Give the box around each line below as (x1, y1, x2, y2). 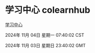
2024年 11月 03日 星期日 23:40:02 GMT (5, 42, 86, 48)
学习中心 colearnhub (5, 4, 91, 16)
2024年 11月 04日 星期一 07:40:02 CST (5, 32, 85, 38)
